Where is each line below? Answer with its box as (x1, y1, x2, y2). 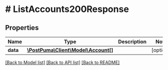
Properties (5, 23, 39, 32)
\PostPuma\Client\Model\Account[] (26, 46, 113, 53)
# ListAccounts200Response (5, 3, 129, 15)
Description (118, 38, 146, 45)
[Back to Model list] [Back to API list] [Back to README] (5, 59, 120, 65)
